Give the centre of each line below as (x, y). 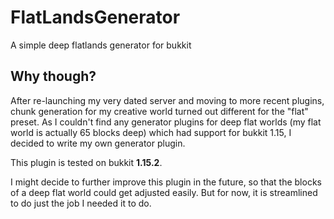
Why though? (53, 76)
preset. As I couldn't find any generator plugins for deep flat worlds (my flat (166, 122)
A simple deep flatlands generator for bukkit (101, 45)
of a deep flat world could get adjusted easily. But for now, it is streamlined (164, 192)
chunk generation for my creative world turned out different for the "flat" (159, 111)
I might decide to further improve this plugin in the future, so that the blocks (166, 182)
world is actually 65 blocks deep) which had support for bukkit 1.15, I (151, 132)
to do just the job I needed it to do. (81, 203)
